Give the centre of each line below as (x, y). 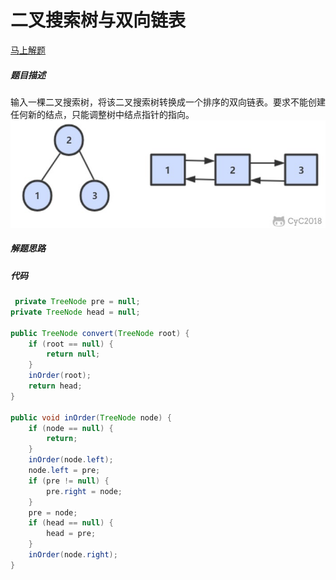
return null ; (73, 354)
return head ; (55, 386)
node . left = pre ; (64, 471)
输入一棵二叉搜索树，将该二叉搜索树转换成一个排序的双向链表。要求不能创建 (168, 102)
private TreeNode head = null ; (75, 312)
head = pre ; (71, 534)
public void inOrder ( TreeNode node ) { (91, 417)
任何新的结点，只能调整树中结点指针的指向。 (102, 114)
